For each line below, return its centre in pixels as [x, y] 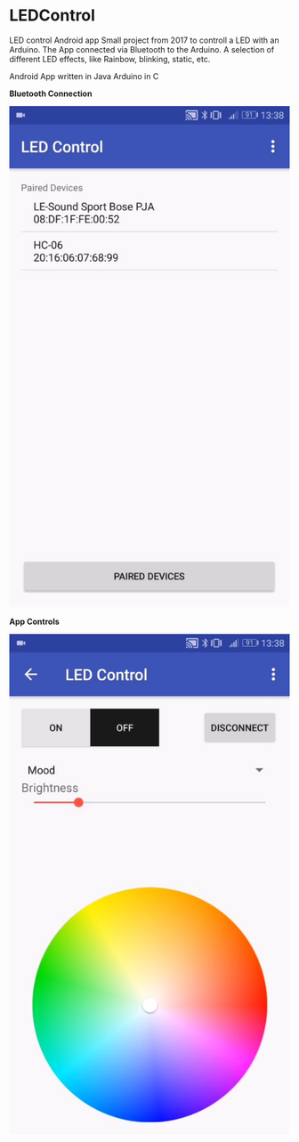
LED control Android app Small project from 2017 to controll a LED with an [144, 40]
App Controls [34, 621]
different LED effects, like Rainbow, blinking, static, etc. [110, 59]
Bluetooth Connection [51, 93]
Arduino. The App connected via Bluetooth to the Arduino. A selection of [142, 49]
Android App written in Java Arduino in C [84, 76]
